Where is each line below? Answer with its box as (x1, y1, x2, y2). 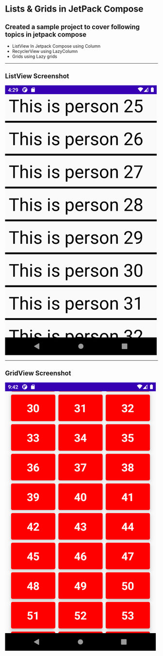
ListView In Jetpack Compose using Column (12, 43, 101, 49)
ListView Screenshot (5, 72, 69, 81)
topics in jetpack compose (5, 30, 86, 38)
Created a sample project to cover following (5, 23, 140, 31)
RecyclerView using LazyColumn (12, 49, 78, 54)
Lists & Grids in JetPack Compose (5, 3, 144, 15)
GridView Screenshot (5, 369, 71, 377)
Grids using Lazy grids (12, 53, 57, 59)
